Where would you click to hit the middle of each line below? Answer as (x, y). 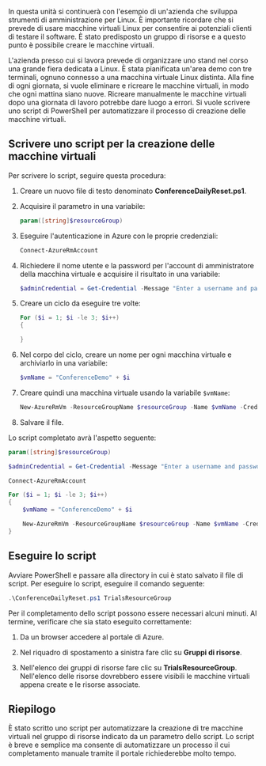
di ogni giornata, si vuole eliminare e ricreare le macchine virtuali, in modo (129, 85)
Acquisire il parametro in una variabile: (82, 206)
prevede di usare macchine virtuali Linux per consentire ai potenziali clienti (130, 28)
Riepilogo (32, 709)
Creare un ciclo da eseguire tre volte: (80, 303)
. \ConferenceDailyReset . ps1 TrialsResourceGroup (90, 598)
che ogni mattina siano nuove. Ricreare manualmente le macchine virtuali (127, 94)
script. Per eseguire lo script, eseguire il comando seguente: (106, 583)
